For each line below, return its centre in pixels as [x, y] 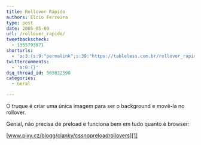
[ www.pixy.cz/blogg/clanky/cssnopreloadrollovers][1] [72, 135]
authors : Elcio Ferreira [37, 17]
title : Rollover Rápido [36, 12]
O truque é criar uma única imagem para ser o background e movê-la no [95, 106]
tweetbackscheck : [28, 39]
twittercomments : [28, 61]
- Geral [21, 84]
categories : [21, 78]
